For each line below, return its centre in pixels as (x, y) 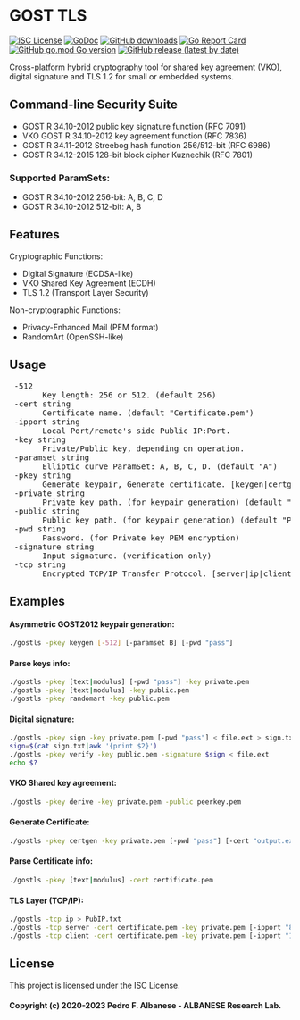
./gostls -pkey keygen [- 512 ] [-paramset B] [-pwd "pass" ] (121, 643)
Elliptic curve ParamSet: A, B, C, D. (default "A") (160, 466)
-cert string (42, 404)
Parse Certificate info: (51, 861)
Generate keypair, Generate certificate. (134, 484)
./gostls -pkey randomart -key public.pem (89, 699)
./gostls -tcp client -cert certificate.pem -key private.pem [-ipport (145, 936)
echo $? (24, 763)
